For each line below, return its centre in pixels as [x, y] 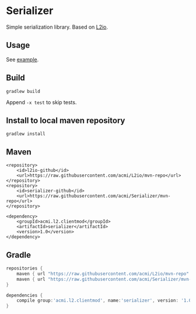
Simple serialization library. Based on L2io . [57, 27]
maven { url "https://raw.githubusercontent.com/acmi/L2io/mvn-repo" [103, 274]
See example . [22, 59]
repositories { [24, 268]
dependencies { [24, 295]
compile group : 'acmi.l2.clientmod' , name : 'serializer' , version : [98, 301]
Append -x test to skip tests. [41, 102]
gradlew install [26, 134]
